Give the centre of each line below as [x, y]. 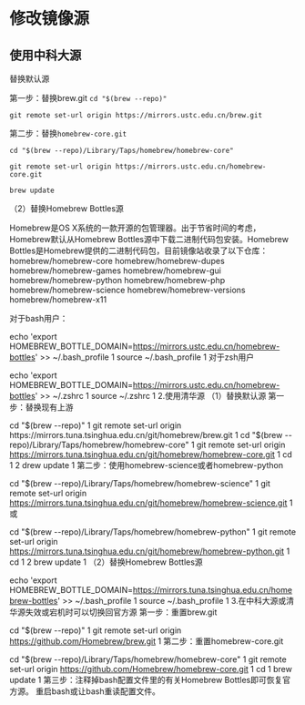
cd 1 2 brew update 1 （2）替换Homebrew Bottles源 [106, 562]
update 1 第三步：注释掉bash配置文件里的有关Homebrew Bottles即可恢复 [146, 680]
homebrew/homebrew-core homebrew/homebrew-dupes [117, 261]
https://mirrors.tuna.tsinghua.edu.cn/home [213, 590]
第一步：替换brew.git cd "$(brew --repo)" [88, 98]
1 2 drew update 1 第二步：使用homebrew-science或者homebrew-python [147, 465]
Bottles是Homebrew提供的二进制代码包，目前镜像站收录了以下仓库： [139, 250]
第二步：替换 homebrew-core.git [68, 133]
